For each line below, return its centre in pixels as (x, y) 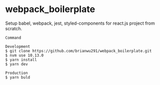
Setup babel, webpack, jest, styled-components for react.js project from (80, 23)
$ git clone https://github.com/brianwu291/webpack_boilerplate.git (78, 51)
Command (13, 38)
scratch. (14, 28)
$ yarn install (21, 60)
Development (18, 46)
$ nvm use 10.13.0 (24, 55)
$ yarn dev (17, 64)
